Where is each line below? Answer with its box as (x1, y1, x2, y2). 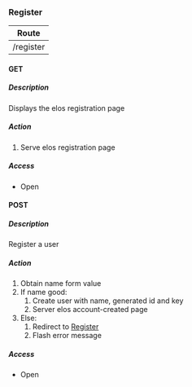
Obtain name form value (20, 279, 102, 288)
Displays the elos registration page (8, 103, 125, 112)
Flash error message (32, 331, 102, 341)
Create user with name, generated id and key (32, 296, 184, 306)
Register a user (8, 240, 59, 249)
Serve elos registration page (20, 142, 116, 152)
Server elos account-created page (32, 305, 148, 314)
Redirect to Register (32, 322, 99, 332)
